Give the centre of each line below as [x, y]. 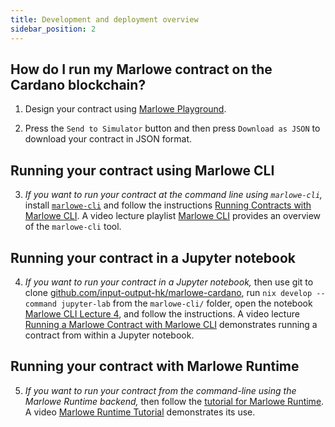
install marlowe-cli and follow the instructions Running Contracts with [168, 205]
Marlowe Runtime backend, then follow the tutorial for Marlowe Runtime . [174, 401]
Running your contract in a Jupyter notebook [153, 257]
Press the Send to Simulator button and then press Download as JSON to [172, 128]
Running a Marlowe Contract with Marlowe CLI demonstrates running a [171, 324]
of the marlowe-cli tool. [73, 227]
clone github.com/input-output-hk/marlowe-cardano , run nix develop [168, 292]
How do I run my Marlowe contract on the [141, 69]
